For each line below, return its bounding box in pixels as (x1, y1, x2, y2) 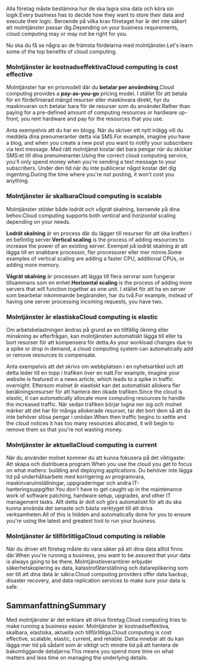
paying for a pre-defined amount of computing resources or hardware (6, 109, 178, 116)
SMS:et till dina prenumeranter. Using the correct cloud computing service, (6, 152, 188, 159)
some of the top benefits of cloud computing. (6, 48, 117, 55)
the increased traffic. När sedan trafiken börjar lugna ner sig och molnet (6, 401, 182, 408)
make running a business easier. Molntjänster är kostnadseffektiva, (6, 622, 170, 630)
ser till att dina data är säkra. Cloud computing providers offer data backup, (6, 571, 189, 578)
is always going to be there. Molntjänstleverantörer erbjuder (6, 558, 153, 566)
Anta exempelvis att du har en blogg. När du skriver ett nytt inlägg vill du (6, 127, 184, 134)
